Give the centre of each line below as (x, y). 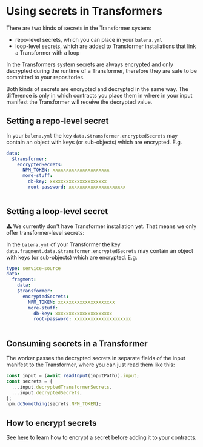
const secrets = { (29, 381)
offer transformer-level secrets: (45, 232)
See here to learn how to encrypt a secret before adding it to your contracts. (101, 437)
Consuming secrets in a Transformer (77, 344)
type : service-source (34, 268)
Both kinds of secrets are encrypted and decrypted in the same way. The (98, 89)
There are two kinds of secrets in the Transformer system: (79, 28)
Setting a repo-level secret (58, 121)
